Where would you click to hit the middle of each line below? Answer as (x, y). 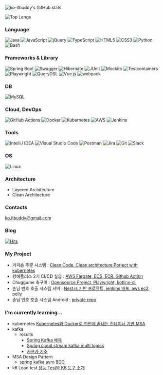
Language (17, 29)
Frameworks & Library (32, 58)
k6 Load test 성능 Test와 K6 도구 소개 (48, 368)
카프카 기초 (37, 351)
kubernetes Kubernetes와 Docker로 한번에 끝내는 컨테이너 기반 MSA (79, 324)
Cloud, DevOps (23, 109)
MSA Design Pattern (32, 357)
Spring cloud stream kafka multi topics (65, 346)
